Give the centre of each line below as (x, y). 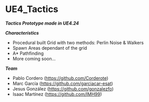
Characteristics (22, 33)
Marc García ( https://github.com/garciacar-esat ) (63, 83)
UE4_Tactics (32, 9)
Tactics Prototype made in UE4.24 (42, 23)
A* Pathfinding (28, 53)
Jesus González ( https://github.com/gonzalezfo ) (63, 88)
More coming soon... (34, 58)
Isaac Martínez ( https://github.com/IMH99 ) (57, 94)
